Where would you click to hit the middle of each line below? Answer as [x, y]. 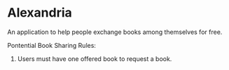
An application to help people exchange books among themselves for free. [115, 32]
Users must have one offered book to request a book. [95, 59]
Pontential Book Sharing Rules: [52, 45]
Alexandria [40, 13]
